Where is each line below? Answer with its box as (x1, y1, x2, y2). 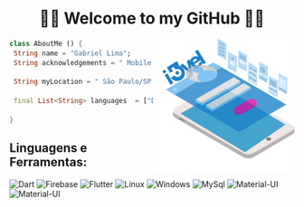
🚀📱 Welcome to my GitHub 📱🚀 (39, 8, 265, 29)
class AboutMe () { (9, 39, 83, 48)
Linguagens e (9, 140, 88, 156)
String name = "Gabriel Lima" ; (13, 49, 131, 58)
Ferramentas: (9, 155, 88, 170)
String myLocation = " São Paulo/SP (13, 77, 152, 87)
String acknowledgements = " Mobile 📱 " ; (13, 58, 213, 67)
